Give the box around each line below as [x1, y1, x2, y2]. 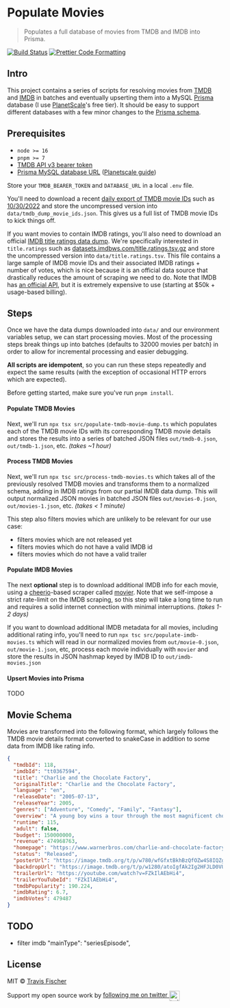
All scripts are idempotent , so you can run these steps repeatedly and [7, 361, 207, 369]
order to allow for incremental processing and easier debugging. [7, 347, 189, 356]
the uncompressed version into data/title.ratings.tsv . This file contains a [7, 251, 220, 260]
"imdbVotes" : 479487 [13, 896, 72, 902]
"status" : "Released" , [13, 851, 78, 858]
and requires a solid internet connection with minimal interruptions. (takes [7, 602, 216, 611]
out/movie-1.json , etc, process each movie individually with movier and [7, 645, 209, 653]
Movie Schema [7, 709, 72, 721]
